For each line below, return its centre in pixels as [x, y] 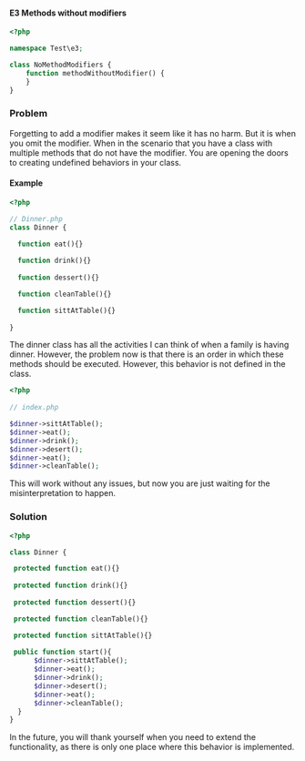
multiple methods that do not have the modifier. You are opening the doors [149, 152]
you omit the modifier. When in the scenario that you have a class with [141, 143]
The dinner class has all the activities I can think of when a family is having [149, 345]
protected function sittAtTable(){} [83, 635]
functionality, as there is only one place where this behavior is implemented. [152, 747]
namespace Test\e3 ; [46, 49]
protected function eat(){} [66, 569]
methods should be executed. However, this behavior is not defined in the [147, 364]
